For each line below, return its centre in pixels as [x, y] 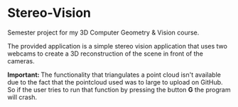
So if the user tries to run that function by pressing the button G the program [119, 89]
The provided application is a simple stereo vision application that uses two [117, 46]
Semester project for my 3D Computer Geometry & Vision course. [103, 32]
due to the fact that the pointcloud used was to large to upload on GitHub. [115, 82]
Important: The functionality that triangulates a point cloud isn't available [114, 75]
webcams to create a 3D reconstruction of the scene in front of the [106, 53]
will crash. [22, 97]
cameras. [21, 61]
